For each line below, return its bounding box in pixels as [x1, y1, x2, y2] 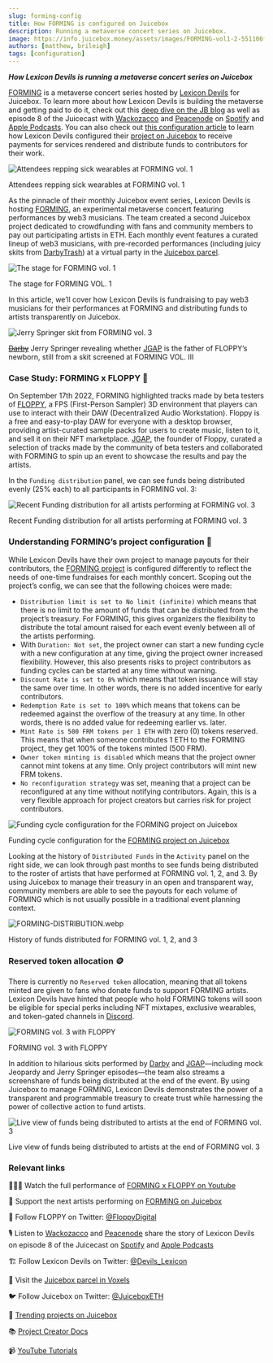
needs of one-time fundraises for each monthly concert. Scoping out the [8, 572, 252, 581]
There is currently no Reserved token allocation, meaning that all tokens [8, 977, 248, 986]
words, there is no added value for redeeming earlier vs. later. [19, 717, 227, 727]
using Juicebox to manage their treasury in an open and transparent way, [8, 877, 253, 886]
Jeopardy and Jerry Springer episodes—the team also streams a [8, 1067, 226, 1077]
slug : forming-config [8, 11, 82, 20]
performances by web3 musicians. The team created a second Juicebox [8, 213, 251, 222]
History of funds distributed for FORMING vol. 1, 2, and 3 [8, 934, 197, 944]
